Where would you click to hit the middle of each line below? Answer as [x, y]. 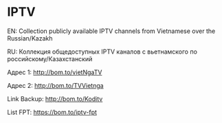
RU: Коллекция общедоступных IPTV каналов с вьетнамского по [102, 52]
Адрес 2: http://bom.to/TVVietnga [56, 85]
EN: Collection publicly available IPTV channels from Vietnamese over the [111, 31]
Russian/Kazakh [30, 38]
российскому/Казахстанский [50, 58]
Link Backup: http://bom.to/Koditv [55, 99]
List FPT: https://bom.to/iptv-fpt [52, 112]
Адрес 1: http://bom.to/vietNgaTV [55, 72]
